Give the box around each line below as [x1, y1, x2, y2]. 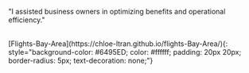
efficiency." [8, 15, 45, 25]
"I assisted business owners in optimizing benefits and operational [8, 7, 226, 16]
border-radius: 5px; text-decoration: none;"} [8, 56, 154, 65]
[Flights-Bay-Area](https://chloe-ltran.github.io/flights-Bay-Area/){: [8, 39, 228, 48]
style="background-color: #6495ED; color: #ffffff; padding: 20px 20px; [8, 48, 242, 56]
